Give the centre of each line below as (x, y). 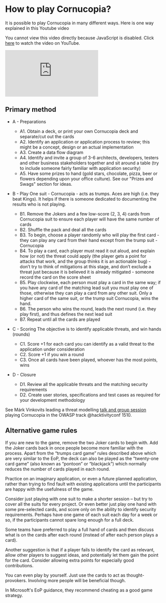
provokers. (16, 580)
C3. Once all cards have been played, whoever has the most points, (88, 360)
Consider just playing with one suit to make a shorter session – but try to (79, 499)
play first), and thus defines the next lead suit (66, 314)
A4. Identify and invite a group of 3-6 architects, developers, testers (89, 157)
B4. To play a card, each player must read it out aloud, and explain (87, 251)
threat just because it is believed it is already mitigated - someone (87, 272)
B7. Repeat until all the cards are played (60, 319)
